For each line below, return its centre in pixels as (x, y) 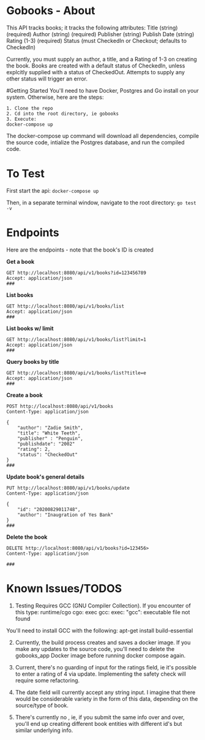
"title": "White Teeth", (49, 433)
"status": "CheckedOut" (48, 455)
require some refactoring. (47, 680)
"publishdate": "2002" (46, 444)
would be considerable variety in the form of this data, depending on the (106, 699)
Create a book (24, 395)
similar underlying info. (44, 730)
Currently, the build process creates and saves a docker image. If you (103, 642)
